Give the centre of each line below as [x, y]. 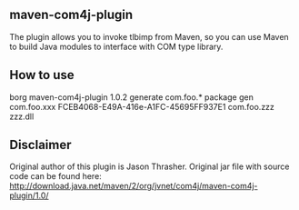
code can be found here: [55, 176]
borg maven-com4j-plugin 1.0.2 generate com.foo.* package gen [132, 97]
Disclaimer [40, 145]
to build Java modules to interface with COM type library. [116, 46]
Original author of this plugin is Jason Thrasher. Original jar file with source [149, 166]
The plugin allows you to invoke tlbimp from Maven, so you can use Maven [149, 36]
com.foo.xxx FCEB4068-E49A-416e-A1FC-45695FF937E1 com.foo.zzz [142, 106]
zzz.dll [22, 116]
